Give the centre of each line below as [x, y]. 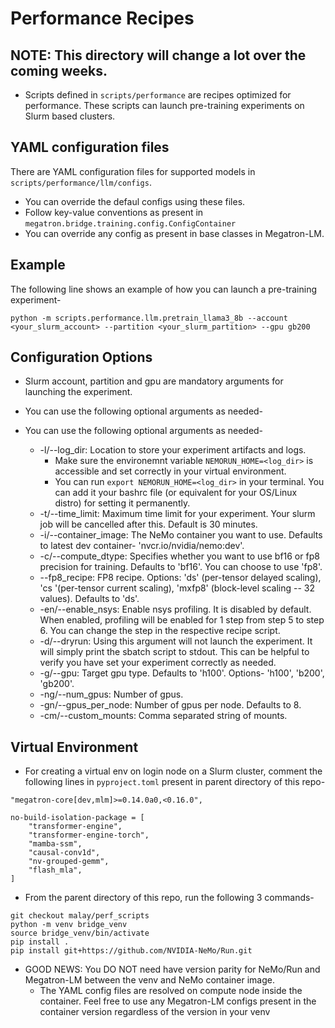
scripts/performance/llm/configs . [81, 182]
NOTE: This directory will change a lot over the [158, 55]
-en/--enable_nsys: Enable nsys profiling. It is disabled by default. [175, 609]
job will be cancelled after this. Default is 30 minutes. [148, 524]
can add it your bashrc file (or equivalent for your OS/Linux [176, 493]
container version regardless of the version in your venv [155, 1012]
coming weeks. [59, 70]
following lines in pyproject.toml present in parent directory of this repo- [175, 782]
